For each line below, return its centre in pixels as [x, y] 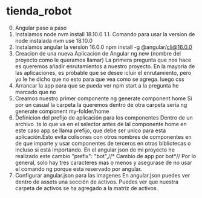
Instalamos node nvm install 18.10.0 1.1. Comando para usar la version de [105, 34]
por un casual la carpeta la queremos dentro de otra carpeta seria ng [101, 104]
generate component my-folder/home [62, 111]
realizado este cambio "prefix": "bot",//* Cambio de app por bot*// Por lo [106, 156]
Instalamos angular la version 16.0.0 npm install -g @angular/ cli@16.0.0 [103, 47]
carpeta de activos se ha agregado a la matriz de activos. [86, 188]
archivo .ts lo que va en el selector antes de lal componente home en [101, 124]
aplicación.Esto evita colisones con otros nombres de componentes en [103, 136]
